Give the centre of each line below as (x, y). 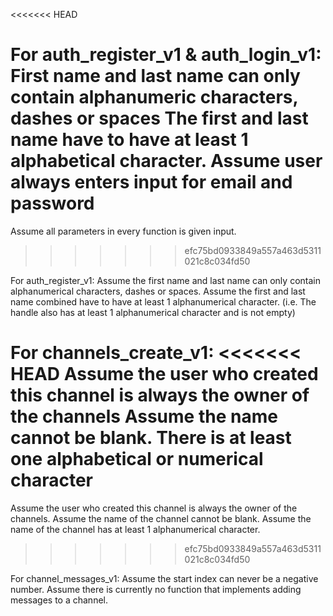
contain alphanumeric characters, (154, 97)
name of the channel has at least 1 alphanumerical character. (135, 529)
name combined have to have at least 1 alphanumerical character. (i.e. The (163, 301)
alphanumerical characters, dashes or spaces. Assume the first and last (158, 291)
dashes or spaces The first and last (159, 118)
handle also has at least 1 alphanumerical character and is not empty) (153, 312)
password (52, 203)
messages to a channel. (59, 600)
